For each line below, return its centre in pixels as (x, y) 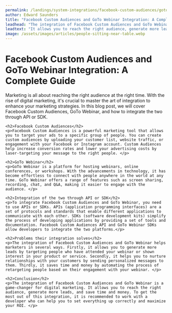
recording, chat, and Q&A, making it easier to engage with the (75, 184)
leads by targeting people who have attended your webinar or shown (80, 252)
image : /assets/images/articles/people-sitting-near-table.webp (75, 34)
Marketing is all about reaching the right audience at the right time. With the (85, 95)
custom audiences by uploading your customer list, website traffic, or (84, 140)
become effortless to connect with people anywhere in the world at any (84, 175)
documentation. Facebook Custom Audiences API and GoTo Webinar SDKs (81, 225)
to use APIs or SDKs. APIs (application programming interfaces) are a (83, 207)
